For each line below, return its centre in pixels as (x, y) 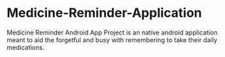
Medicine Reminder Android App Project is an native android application (112, 32)
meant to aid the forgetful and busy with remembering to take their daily (112, 39)
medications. (26, 47)
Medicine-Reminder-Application (104, 13)
